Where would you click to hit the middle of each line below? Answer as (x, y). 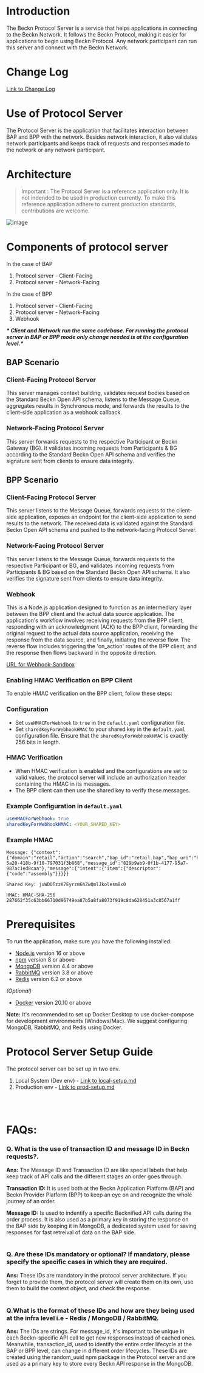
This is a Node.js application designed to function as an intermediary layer (99, 607)
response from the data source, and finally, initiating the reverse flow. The (99, 640)
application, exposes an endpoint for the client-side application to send (107, 517)
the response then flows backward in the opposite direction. (81, 652)
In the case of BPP (29, 294)
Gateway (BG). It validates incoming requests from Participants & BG (92, 448)
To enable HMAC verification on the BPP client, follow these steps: (90, 693)
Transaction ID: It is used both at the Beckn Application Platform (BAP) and (100, 1188)
